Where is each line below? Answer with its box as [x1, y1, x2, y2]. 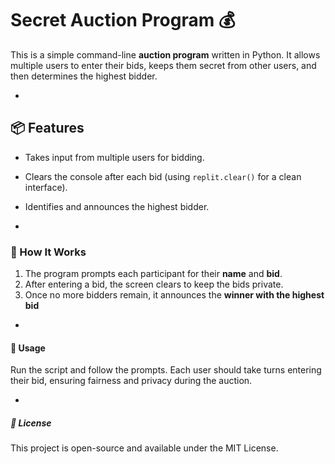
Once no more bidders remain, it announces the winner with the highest [24, 289, 325, 301]
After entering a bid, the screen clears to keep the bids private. [24, 278, 284, 291]
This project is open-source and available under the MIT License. [10, 442, 279, 454]
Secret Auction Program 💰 [10, 9, 236, 32]
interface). [24, 181, 68, 193]
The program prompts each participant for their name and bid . [24, 268, 283, 280]
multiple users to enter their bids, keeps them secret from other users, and [10, 59, 317, 71]
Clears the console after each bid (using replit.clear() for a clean [24, 170, 302, 182]
